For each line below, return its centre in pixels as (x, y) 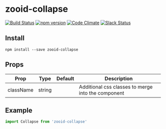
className (21, 90)
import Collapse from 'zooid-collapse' (46, 122)
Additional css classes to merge (116, 87)
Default (65, 78)
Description (119, 78)
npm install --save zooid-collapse (42, 49)
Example (19, 110)
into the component (102, 93)
